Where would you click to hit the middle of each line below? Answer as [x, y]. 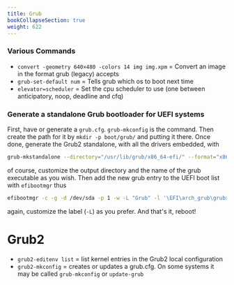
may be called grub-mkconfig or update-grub [80, 274]
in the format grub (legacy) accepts [68, 73]
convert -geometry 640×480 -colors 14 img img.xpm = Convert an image [122, 66]
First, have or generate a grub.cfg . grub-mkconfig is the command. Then [111, 129]
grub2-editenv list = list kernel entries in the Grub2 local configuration [120, 258]
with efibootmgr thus [37, 185]
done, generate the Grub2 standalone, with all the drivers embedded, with [113, 144]
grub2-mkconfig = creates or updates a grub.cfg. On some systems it [116, 266]
